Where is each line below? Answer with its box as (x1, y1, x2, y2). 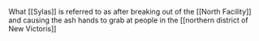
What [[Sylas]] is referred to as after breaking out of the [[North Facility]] (8, 7, 252, 16)
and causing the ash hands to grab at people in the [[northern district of (8, 15, 249, 25)
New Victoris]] (8, 24, 57, 33)
